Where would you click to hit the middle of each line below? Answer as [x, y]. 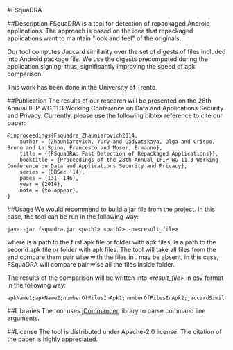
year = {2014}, [42, 184]
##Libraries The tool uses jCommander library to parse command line [106, 311]
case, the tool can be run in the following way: [73, 217]
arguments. [24, 318]
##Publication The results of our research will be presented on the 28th [109, 101]
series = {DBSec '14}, [52, 172]
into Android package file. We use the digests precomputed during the [107, 59]
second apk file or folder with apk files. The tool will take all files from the [112, 250]
